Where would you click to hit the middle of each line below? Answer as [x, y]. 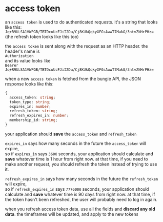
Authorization [20, 56]
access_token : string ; [32, 97]
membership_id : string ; [33, 120]
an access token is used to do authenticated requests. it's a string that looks [81, 22]
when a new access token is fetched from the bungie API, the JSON [73, 79]
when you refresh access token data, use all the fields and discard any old [80, 209]
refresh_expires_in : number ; [39, 116]
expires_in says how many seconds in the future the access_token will [76, 143]
